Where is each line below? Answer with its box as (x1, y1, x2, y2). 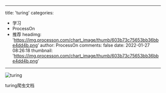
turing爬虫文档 (5, 83, 35, 88)
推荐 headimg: (12, 32, 42, 37)
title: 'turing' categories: (5, 10, 54, 15)
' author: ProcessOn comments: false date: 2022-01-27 (38, 43, 150, 48)
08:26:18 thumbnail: (12, 47, 53, 53)
